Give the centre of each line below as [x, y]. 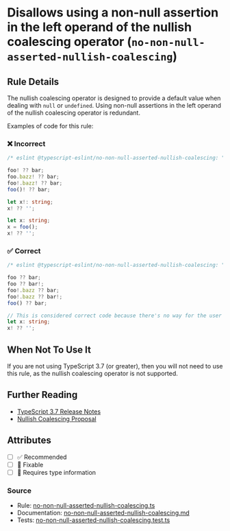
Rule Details [33, 81]
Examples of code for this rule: [50, 126]
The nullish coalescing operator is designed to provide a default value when [114, 98]
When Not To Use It [49, 350]
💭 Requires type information [56, 472]
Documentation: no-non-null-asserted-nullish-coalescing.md [103, 513]
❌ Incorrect [26, 143]
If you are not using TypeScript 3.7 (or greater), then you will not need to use [115, 366]
